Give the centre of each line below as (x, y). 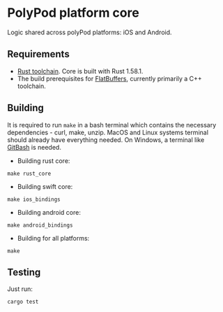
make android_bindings (40, 225)
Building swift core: (45, 186)
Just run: (20, 289)
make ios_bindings (34, 199)
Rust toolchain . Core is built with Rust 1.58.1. (80, 71)
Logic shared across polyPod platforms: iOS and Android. (90, 32)
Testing (24, 272)
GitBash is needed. (34, 147)
